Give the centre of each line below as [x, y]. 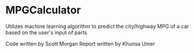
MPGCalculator [43, 10]
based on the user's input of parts [46, 32]
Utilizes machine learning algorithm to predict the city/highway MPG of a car [97, 26]
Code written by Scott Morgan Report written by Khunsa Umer [80, 44]
